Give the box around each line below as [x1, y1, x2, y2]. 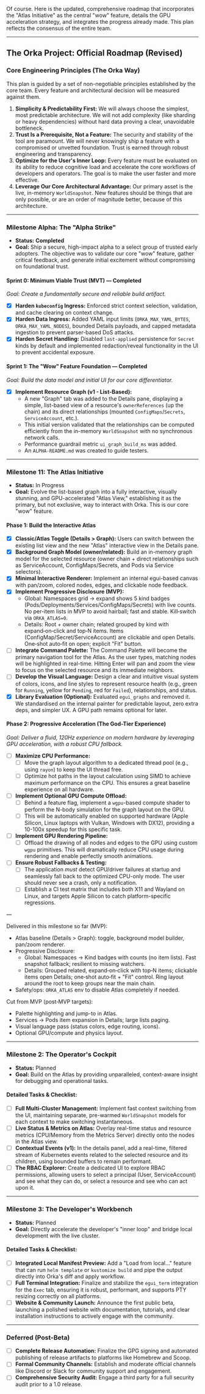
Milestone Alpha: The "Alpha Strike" [6, 223, 117, 231]
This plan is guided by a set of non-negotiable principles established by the [6, 80, 196, 87]
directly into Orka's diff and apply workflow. [15, 1273, 126, 1280]
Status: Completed [15, 237, 65, 244]
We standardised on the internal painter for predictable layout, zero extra [15, 699, 198, 707]
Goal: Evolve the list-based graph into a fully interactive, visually [15, 488, 178, 495]
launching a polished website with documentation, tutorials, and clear [15, 1306, 190, 1313]
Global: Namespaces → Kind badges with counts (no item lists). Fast [24, 954, 196, 961]
